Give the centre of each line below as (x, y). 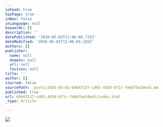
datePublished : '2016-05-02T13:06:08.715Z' (51, 37)
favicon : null (24, 69)
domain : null (23, 60)
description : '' (22, 32)
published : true (22, 92)
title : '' (15, 74)
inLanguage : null (23, 23)
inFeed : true (19, 10)
